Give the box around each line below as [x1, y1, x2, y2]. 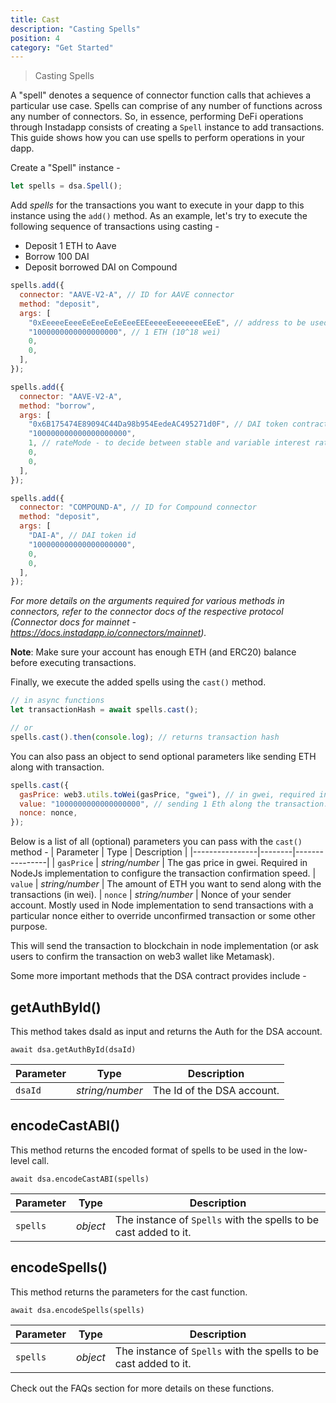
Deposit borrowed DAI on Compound [24, 261, 178, 273]
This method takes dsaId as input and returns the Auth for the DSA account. [10, 1025, 323, 1037]
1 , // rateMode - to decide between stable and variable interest [28, 438, 311, 448]
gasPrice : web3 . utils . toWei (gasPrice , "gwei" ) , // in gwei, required [19, 789, 315, 800]
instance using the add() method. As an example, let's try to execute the [10, 210, 308, 222]
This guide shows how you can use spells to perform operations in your [10, 132, 305, 144]
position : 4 [10, 33, 60, 43]
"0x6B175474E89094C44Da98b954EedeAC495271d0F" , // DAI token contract [28, 419, 329, 430]
